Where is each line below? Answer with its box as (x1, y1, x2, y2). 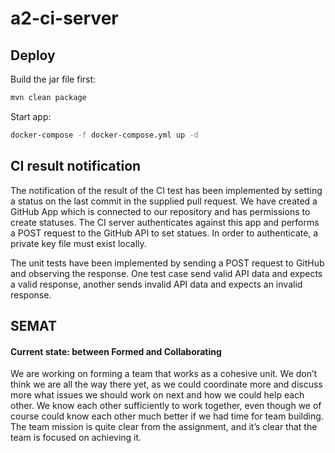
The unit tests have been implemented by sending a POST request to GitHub (10, 257, 325, 269)
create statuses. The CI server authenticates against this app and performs (10, 216, 320, 228)
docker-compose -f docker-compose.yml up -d (10, 130, 199, 140)
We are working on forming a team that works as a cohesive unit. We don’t (10, 368, 318, 380)
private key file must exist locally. (10, 237, 147, 249)
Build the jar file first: (10, 73, 97, 85)
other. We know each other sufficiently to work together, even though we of (10, 400, 322, 412)
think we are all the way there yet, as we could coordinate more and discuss (10, 378, 323, 391)
